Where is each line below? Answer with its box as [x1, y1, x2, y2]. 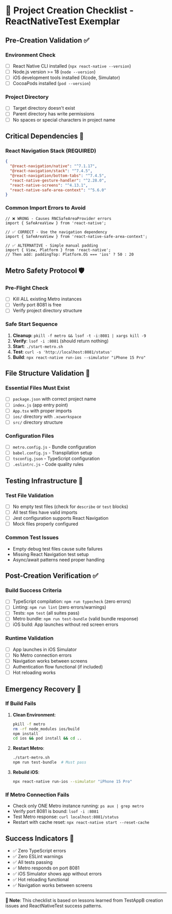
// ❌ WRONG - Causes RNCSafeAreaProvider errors [5, 216, 112, 221]
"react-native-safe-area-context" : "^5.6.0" [10, 187, 106, 193]
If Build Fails [5, 700, 36, 707]
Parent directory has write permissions [12, 111, 95, 117]
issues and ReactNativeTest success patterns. [5, 903, 102, 909]
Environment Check [5, 51, 56, 58]
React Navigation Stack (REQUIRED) [5, 147, 96, 154]
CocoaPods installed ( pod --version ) [12, 80, 91, 87]
